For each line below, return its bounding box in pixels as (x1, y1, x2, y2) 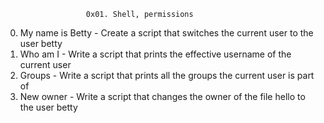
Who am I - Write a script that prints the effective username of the (19, 48, 292, 60)
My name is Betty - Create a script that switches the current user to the (19, 27, 314, 39)
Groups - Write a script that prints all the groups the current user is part (19, 70, 315, 81)
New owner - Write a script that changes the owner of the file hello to (19, 91, 306, 102)
